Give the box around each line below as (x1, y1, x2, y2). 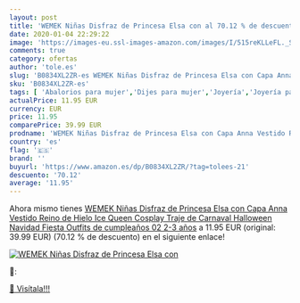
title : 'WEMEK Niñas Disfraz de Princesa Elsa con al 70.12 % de (9, 21, 257, 30)
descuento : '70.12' (9, 170, 82, 179)
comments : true (9, 46, 66, 55)
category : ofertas (9, 54, 78, 63)
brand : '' (9, 153, 46, 163)
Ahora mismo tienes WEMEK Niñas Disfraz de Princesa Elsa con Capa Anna (9, 203, 288, 214)
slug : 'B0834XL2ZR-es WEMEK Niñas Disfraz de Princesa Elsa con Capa (9, 71, 274, 80)
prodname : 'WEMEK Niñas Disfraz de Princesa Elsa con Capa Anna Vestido (9, 129, 286, 138)
